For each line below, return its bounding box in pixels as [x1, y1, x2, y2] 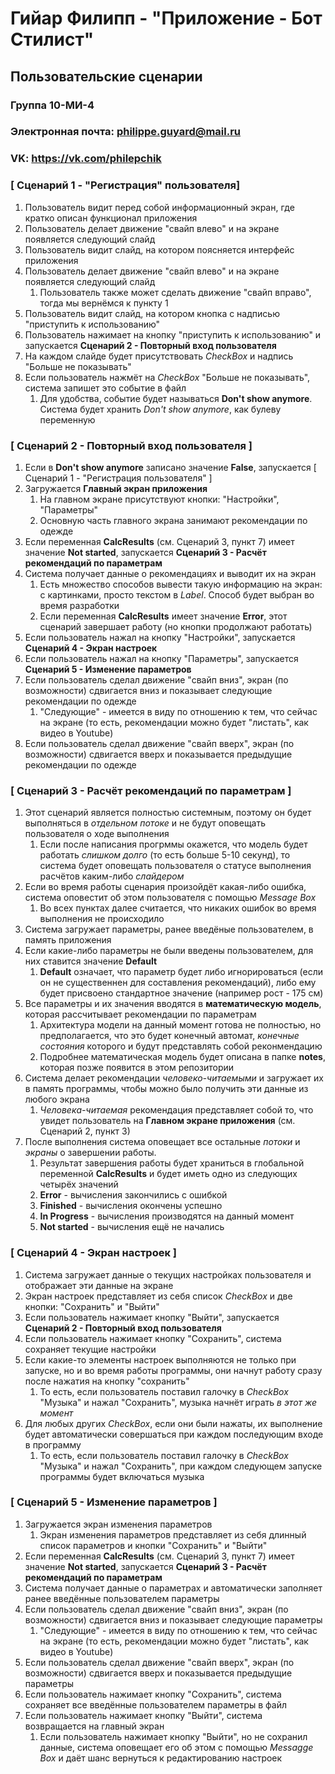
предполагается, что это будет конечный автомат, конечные [39, 1030, 300, 1042]
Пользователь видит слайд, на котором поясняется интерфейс [24, 243, 295, 256]
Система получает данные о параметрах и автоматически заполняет [24, 1582, 323, 1594]
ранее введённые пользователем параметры [24, 1592, 220, 1604]
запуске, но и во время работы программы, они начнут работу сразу [24, 1364, 323, 1376]
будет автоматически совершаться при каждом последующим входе [24, 1428, 324, 1440]
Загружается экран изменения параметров [24, 1518, 213, 1530]
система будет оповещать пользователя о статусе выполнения [39, 860, 312, 872]
